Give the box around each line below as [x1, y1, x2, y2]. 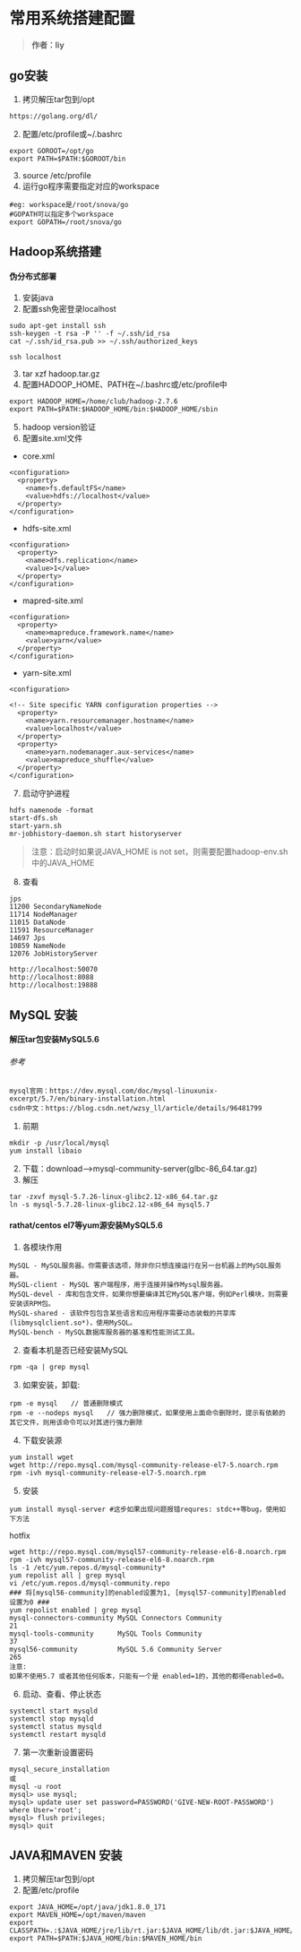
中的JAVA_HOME [30, 858, 95, 868]
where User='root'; [9, 1805, 82, 1815]
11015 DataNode [9, 918, 66, 928]
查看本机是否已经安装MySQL [21, 1344, 128, 1355]
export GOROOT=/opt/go [9, 146, 94, 155]
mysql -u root [9, 1782, 63, 1791]
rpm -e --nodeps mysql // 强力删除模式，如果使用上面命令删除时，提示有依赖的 [9, 1408, 286, 1417]
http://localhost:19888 [9, 980, 99, 990]
